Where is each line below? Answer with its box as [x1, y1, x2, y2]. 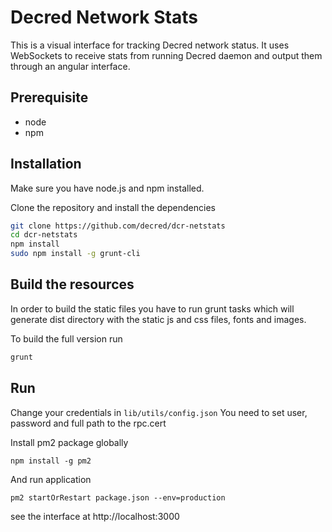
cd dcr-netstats [10, 230, 78, 240]
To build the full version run [10, 332, 123, 345]
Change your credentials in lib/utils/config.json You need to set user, [10, 406, 308, 418]
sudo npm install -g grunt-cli [10, 249, 141, 259]
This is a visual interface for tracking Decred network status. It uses [10, 39, 290, 51]
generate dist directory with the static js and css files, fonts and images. [10, 313, 307, 325]
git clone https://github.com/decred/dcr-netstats [10, 221, 226, 231]
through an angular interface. [10, 60, 131, 72]
